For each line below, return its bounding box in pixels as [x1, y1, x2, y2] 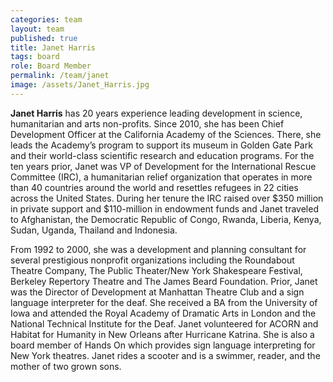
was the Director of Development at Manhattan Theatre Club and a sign [10, 286, 305, 298]
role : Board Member [10, 61, 92, 71]
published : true [10, 33, 78, 43]
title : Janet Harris [10, 42, 97, 53]
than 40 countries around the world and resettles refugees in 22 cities [10, 181, 299, 193]
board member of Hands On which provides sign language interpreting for [10, 339, 316, 351]
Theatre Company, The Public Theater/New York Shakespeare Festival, [10, 264, 303, 276]
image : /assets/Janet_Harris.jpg [10, 80, 150, 90]
